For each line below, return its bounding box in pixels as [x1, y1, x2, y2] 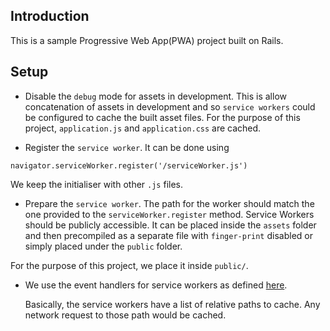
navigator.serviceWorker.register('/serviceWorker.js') [10, 160, 248, 171]
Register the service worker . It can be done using [24, 141, 230, 153]
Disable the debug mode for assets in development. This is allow [24, 90, 287, 102]
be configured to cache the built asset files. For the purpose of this [24, 111, 301, 123]
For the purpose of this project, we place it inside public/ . [10, 259, 249, 271]
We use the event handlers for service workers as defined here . [24, 279, 288, 291]
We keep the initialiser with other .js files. [10, 178, 184, 190]
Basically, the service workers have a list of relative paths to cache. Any [24, 298, 321, 310]
